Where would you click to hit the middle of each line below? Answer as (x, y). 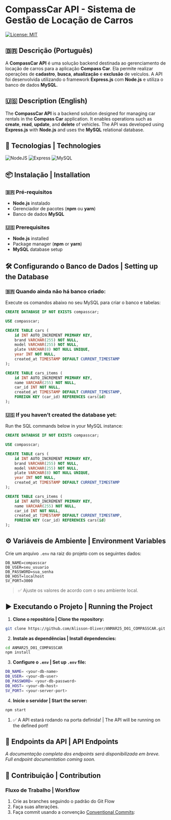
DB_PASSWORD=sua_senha (29, 572)
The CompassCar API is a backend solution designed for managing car (80, 113)
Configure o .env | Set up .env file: (49, 662)
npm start (16, 710)
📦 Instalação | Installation (48, 175)
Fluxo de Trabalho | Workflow (43, 790)
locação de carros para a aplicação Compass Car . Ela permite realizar (79, 68)
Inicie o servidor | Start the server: (50, 701)
